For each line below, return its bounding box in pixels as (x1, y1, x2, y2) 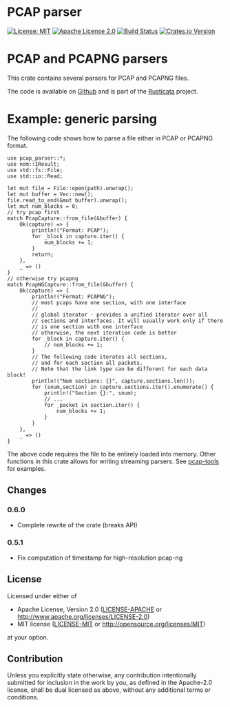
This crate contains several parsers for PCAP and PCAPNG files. (7, 74, 189, 82)
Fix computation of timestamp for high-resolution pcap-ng (17, 553, 183, 562)
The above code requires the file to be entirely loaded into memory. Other (7, 450, 216, 458)
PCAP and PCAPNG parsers (7, 51, 168, 67)
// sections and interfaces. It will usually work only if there (32, 317, 224, 324)
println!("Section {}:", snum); (43, 390, 137, 397)
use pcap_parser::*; (7, 154, 67, 162)
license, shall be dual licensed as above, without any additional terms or (7, 686, 211, 694)
